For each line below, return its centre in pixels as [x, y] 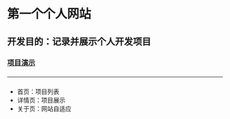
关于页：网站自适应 [44, 109]
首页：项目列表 [38, 92]
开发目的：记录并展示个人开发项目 [79, 41]
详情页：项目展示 [41, 101]
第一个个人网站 [49, 14]
